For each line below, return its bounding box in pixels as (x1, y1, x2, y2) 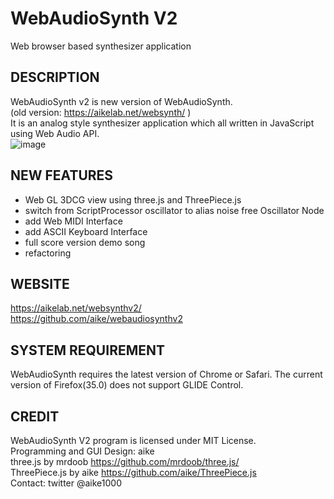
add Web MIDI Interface (24, 215, 123, 227)
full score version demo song (24, 236, 146, 248)
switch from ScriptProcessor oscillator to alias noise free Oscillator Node (24, 204, 325, 216)
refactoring (24, 247, 72, 259)
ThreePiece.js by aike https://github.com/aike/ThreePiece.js (10, 467, 257, 478)
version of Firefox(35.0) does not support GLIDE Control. (10, 379, 244, 391)
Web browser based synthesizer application (10, 40, 192, 52)
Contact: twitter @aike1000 (10, 477, 123, 489)
